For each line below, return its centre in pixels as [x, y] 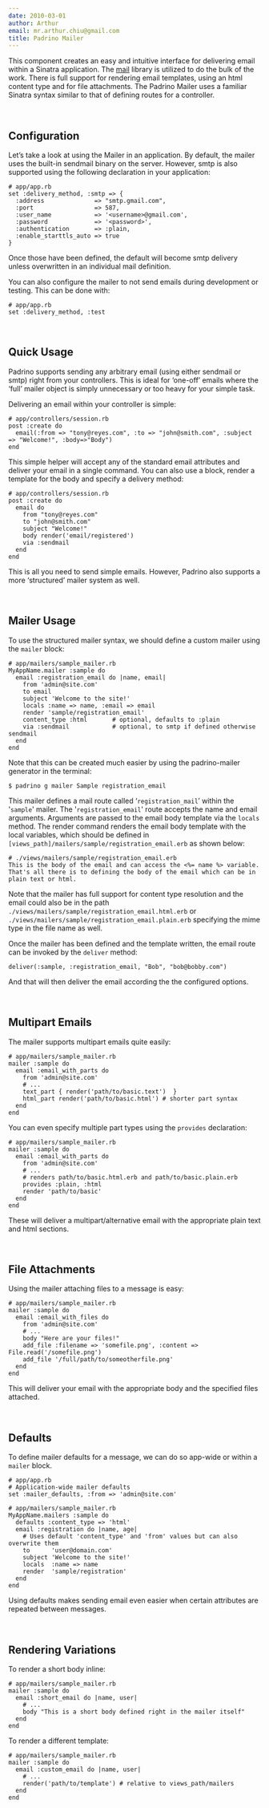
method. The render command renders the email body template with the [127, 826]
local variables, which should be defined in [79, 834]
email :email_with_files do [62, 1317]
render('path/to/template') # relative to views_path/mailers [128, 1783]
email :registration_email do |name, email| [91, 677]
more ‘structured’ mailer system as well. [74, 580]
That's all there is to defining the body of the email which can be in [132, 872]
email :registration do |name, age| [76, 1530]
